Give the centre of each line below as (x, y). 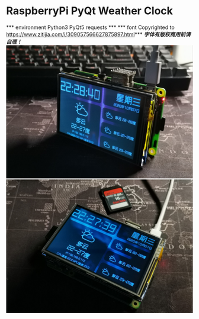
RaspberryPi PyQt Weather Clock (90, 11)
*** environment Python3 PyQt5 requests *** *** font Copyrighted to (90, 27)
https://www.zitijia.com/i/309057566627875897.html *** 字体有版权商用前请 (99, 34)
